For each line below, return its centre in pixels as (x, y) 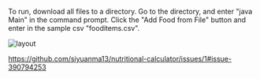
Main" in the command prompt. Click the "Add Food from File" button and (127, 20)
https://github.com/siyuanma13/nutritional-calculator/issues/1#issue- (120, 59)
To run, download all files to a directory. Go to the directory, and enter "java (130, 11)
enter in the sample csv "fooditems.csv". (74, 28)
